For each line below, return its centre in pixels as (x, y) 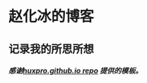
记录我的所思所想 (51, 49)
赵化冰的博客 (52, 17)
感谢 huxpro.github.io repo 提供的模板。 (76, 71)
